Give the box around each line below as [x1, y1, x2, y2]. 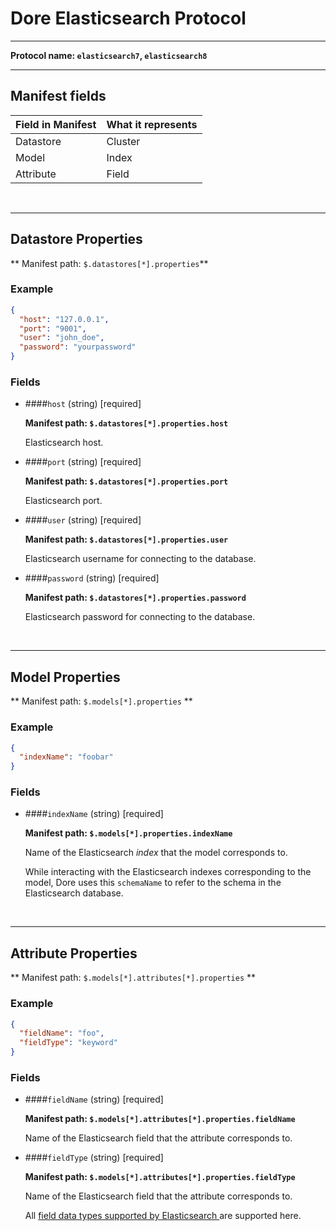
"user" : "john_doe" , [19, 333, 105, 343]
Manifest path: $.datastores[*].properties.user [24, 533, 229, 546]
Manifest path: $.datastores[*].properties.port [24, 475, 229, 487]
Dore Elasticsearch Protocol [10, 7, 247, 30]
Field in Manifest [15, 117, 97, 131]
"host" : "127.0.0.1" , [19, 314, 110, 324]
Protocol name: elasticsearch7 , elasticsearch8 [10, 49, 208, 61]
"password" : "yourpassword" [19, 342, 137, 352]
